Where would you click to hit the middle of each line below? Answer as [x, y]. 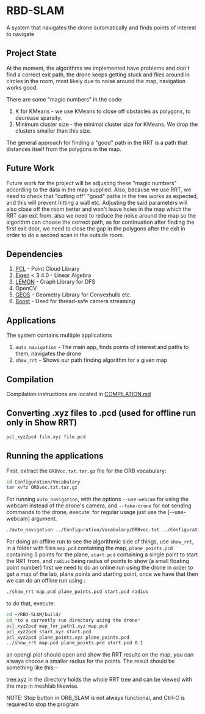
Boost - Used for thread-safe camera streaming [75, 301]
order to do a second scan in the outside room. [65, 235]
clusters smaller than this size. [53, 131]
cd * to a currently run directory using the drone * [73, 620]
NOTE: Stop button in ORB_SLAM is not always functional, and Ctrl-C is [95, 698]
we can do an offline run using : [46, 581]
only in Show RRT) [42, 423]
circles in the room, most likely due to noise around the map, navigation [96, 81]
